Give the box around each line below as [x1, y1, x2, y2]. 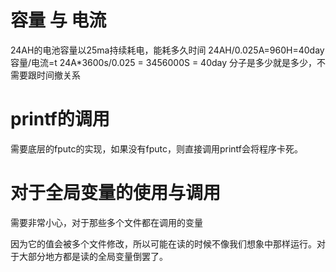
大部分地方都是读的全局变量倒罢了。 [18, 250, 168, 262]
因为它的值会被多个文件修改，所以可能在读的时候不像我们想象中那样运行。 [10, 237, 317, 250]
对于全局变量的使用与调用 [10, 182, 222, 205]
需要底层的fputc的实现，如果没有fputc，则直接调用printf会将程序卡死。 [10, 142, 304, 155]
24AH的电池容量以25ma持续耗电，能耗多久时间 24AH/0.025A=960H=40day [10, 44, 325, 56]
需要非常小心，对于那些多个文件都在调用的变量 [10, 216, 203, 228]
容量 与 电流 [10, 9, 107, 32]
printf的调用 [10, 108, 110, 131]
